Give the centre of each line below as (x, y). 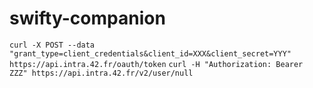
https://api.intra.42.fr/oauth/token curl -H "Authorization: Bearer (156, 64)
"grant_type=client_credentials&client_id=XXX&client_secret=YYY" (150, 53)
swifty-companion (87, 18)
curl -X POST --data (52, 45)
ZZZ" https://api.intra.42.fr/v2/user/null (101, 73)
